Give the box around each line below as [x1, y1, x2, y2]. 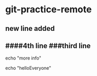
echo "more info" [5, 55, 42, 61]
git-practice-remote [5, 4, 92, 15]
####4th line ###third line [5, 41, 91, 50]
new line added [5, 24, 55, 33]
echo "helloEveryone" [5, 65, 52, 71]
